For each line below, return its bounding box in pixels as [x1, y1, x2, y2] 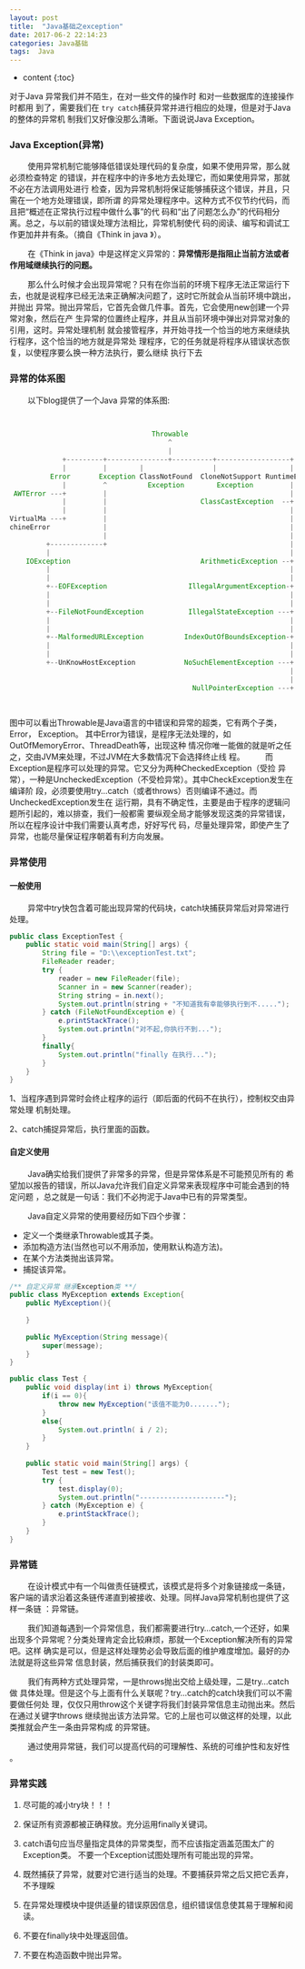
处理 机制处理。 [16, 1104, 75, 1115]
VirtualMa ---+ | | [9, 515, 295, 524]
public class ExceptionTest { [9, 931, 124, 941]
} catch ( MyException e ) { [42, 1502, 144, 1511]
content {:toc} [22, 72, 75, 83]
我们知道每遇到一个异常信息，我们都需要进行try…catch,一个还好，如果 [26, 1622, 290, 1633]
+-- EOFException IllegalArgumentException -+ [45, 582, 295, 591]
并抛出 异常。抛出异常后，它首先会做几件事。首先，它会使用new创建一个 [9, 302, 282, 313]
